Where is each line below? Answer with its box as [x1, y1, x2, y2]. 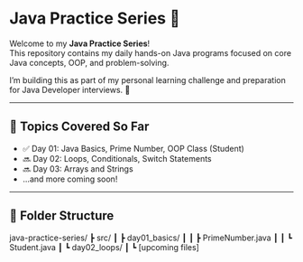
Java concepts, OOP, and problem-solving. [9, 57, 170, 68]
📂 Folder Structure [9, 208, 115, 224]
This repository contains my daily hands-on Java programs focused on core [9, 47, 291, 58]
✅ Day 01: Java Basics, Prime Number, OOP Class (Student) [22, 143, 245, 154]
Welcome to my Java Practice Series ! [9, 38, 151, 49]
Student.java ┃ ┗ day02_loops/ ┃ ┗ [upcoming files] [9, 241, 200, 252]
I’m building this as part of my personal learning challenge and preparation [9, 74, 286, 85]
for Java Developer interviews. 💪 [9, 84, 131, 95]
